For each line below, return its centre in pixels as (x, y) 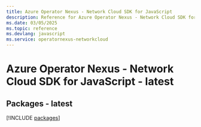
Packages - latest (39, 103)
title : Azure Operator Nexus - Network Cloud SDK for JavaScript (89, 12)
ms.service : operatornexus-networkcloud (57, 39)
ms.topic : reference (32, 28)
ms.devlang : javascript (36, 34)
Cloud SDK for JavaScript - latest (90, 82)
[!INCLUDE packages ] (33, 118)
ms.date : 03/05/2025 (32, 23)
